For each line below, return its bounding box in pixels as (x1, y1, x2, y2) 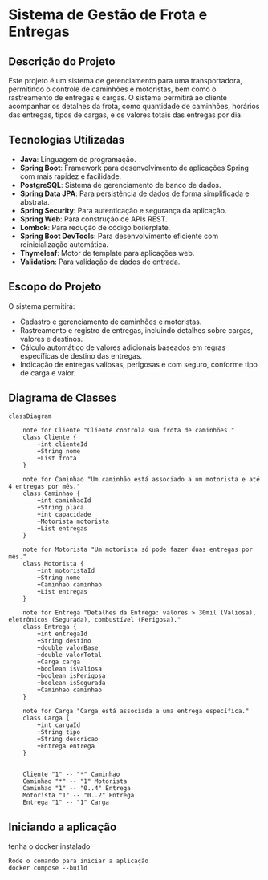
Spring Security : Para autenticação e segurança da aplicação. (19, 205, 227, 215)
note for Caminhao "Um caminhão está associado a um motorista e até (22, 476, 261, 484)
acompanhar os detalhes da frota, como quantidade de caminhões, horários (8, 102, 260, 111)
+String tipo (37, 728, 81, 736)
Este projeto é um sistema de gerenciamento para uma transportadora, (8, 76, 243, 85)
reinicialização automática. (19, 239, 109, 249)
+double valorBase (37, 644, 99, 652)
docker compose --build (8, 864, 88, 872)
